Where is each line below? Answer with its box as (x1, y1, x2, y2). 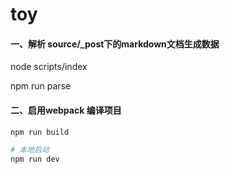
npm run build (10, 127, 70, 137)
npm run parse (10, 80, 72, 92)
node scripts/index (10, 61, 88, 73)
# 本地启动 (10, 145, 50, 155)
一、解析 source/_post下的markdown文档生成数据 (10, 38, 220, 50)
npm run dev (10, 154, 60, 165)
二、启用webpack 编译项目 (10, 104, 122, 116)
